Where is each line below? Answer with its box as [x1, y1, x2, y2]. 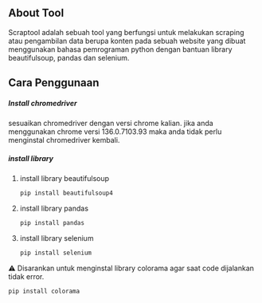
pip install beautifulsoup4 [19, 189, 113, 198]
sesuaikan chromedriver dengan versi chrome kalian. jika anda [8, 119, 213, 128]
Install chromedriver [8, 98, 77, 108]
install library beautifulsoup [19, 174, 110, 183]
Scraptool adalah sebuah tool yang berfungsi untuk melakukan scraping [8, 27, 244, 37]
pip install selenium [19, 249, 92, 257]
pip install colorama [8, 287, 80, 295]
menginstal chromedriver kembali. [8, 136, 120, 145]
